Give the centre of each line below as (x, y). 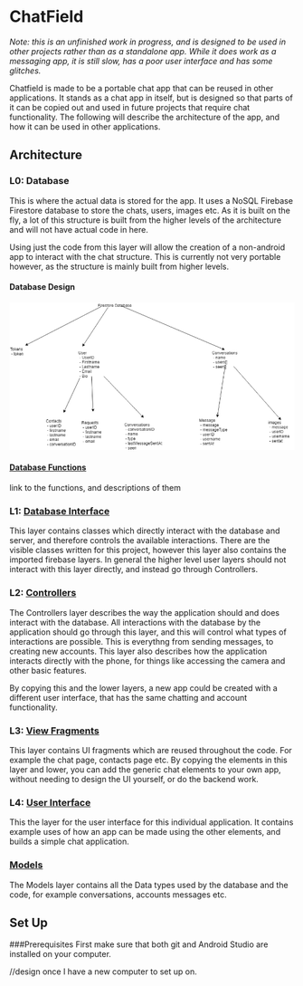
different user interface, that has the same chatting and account (128, 697)
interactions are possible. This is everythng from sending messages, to (142, 641)
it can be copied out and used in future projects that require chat (130, 107)
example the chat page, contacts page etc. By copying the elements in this (148, 760)
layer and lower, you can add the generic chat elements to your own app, (146, 769)
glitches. (25, 71)
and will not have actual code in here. (79, 229)
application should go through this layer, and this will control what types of (148, 632)
